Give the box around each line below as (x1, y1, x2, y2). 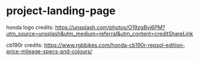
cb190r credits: (6, 41, 43, 49)
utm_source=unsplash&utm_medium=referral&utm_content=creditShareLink (6, 30, 194, 37)
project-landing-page (6, 4, 116, 18)
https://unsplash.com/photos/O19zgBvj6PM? (54, 24, 166, 31)
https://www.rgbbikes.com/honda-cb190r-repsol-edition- (44, 41, 185, 49)
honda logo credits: (6, 24, 54, 31)
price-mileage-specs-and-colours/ (6, 47, 93, 54)
